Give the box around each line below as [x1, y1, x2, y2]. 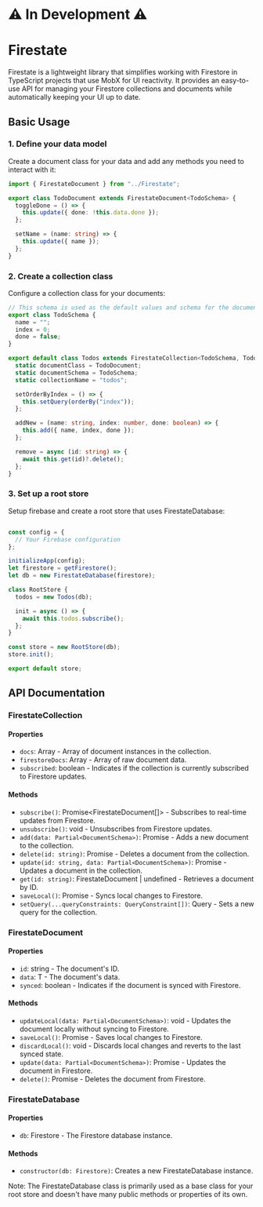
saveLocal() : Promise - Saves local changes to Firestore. [19, 1032, 203, 1041]
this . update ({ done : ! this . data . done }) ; [22, 209, 159, 217]
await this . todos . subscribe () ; [22, 614, 124, 622]
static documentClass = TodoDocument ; [15, 362, 142, 370]
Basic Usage [8, 115, 70, 129]
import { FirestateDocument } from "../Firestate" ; [8, 180, 180, 188]
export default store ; [8, 665, 82, 673]
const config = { [8, 528, 65, 536]
